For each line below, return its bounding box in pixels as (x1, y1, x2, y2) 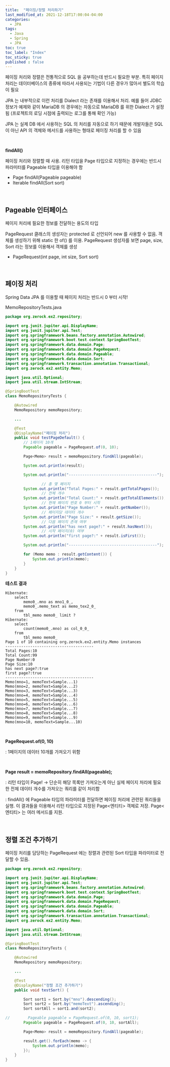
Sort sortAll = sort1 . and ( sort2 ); (23, 1006, 96, 1012)
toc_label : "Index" (5, 50, 47, 55)
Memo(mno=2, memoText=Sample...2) (5, 684, 78, 689)
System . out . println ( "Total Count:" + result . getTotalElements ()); (23, 496, 166, 501)
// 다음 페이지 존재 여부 (41, 519, 87, 524)
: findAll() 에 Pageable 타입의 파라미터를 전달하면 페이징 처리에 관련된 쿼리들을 (5, 797, 161, 803)
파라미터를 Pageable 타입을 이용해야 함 (5, 164, 83, 170)
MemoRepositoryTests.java (5, 304, 62, 310)
